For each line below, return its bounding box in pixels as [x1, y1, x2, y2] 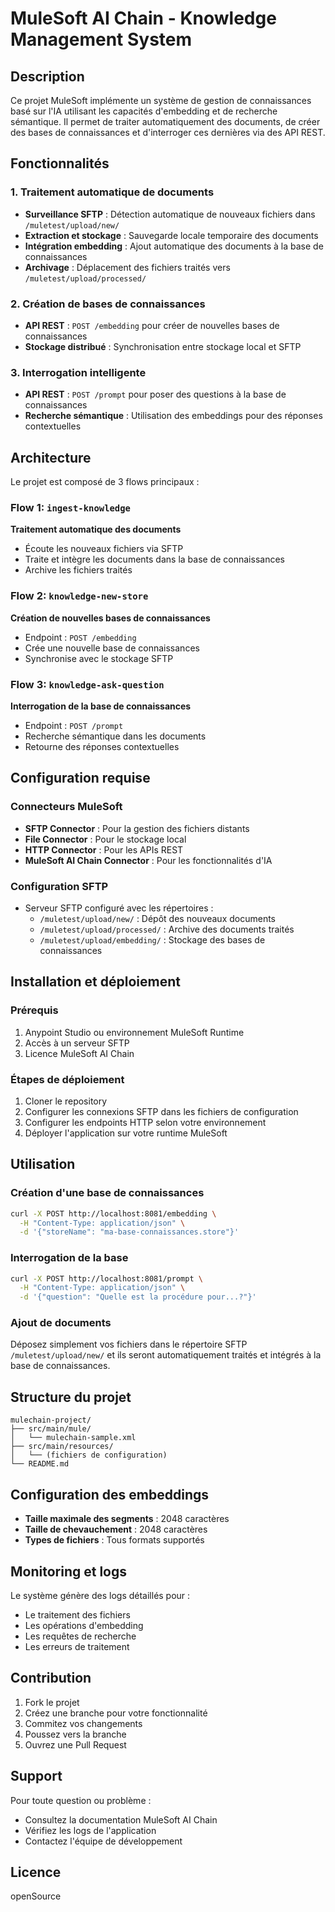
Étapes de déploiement [10, 1072, 125, 1086]
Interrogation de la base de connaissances [10, 700, 192, 712]
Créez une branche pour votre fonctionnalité [24, 1707, 208, 1719]
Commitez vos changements [24, 1717, 143, 1729]
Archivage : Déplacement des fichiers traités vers [24, 261, 231, 273]
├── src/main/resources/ [10, 1442, 114, 1452]
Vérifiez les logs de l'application [24, 1824, 157, 1836]
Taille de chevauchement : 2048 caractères [24, 1523, 208, 1536]
